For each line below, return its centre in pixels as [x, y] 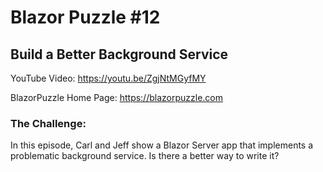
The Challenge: [48, 123]
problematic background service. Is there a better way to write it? [145, 156]
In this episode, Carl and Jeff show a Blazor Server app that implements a [162, 145]
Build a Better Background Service [119, 54]
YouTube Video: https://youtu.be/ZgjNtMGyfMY [108, 78]
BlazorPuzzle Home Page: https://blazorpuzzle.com [117, 97]
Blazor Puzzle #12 [85, 17]
